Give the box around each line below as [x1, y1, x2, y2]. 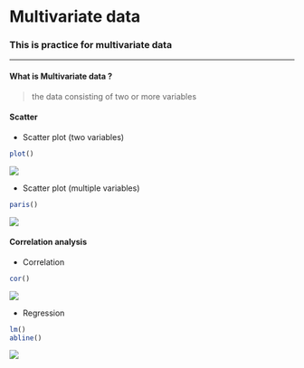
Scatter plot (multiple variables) [22, 183, 140, 193]
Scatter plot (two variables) [22, 131, 125, 142]
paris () [9, 200, 39, 209]
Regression [22, 307, 65, 318]
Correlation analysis [9, 237, 88, 248]
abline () [9, 333, 43, 343]
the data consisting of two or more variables [31, 90, 197, 101]
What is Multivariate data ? [9, 71, 113, 82]
